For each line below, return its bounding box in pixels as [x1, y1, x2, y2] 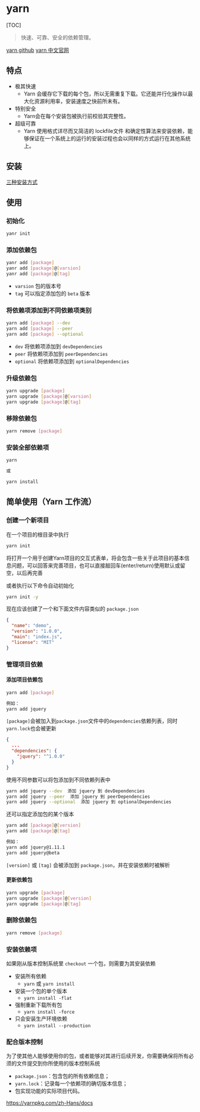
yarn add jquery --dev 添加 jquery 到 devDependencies [6, 788, 145, 794]
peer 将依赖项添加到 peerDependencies [14, 350, 108, 357]
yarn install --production [23, 1023, 91, 1029]
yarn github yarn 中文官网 [6, 47, 70, 54]
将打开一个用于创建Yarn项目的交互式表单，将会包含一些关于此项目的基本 [6, 554, 185, 562]
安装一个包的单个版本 [14, 987, 67, 995]
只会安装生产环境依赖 [14, 1015, 67, 1022]
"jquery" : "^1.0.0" [17, 754, 65, 760]
